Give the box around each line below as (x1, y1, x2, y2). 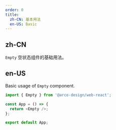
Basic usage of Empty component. (5, 82, 75, 89)
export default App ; (5, 120, 49, 125)
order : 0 (5, 7, 24, 13)
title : (5, 12, 19, 17)
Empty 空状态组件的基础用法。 (5, 54, 67, 61)
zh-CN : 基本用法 (10, 17, 41, 22)
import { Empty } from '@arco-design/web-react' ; (5, 92, 112, 98)
